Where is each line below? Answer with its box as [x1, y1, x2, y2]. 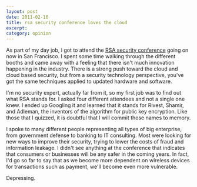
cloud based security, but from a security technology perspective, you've [6, 72, 184, 79]
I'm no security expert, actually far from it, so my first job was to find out [6, 89, 181, 96]
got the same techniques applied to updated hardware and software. [6, 78, 172, 85]
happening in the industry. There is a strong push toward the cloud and [6, 65, 178, 72]
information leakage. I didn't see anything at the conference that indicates [6, 145, 185, 152]
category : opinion [6, 31, 51, 36]
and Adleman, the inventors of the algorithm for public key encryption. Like [6, 108, 188, 115]
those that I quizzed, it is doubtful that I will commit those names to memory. [6, 114, 191, 121]
